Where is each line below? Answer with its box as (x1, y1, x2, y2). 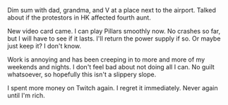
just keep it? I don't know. (7, 42, 82, 50)
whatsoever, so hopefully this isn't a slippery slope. (7, 70, 157, 78)
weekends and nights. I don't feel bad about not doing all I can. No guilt (7, 63, 215, 71)
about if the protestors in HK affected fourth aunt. (7, 13, 152, 22)
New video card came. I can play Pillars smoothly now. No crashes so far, (7, 27, 221, 35)
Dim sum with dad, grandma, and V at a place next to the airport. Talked (7, 6, 217, 14)
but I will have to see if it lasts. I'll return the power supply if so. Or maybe (7, 34, 221, 43)
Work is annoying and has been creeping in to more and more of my (7, 55, 205, 64)
